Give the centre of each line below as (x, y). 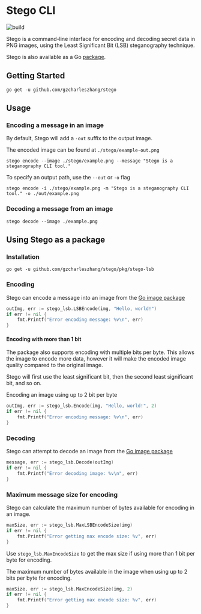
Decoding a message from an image (60, 209)
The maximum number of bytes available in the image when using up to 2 (97, 571)
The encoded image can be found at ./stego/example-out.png (83, 150)
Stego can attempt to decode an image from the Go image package (89, 451)
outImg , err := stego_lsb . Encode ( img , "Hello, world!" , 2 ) (82, 406)
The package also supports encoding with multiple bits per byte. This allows (100, 352)
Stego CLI (31, 11)
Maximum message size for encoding (62, 494)
